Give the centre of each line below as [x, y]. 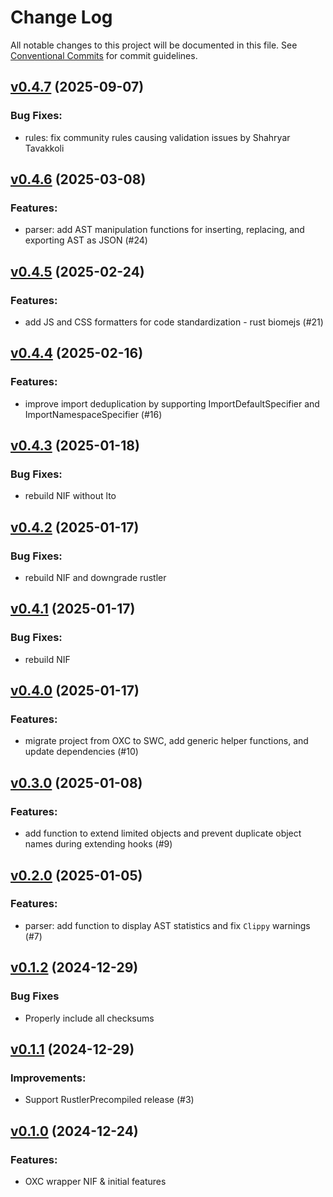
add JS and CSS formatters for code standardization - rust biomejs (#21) [174, 322]
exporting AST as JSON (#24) [86, 240]
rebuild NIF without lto [70, 496]
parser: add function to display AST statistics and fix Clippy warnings [167, 925]
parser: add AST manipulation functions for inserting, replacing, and [164, 230]
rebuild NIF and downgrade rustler [95, 578]
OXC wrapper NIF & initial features [95, 1181]
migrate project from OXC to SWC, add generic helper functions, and [166, 741]
